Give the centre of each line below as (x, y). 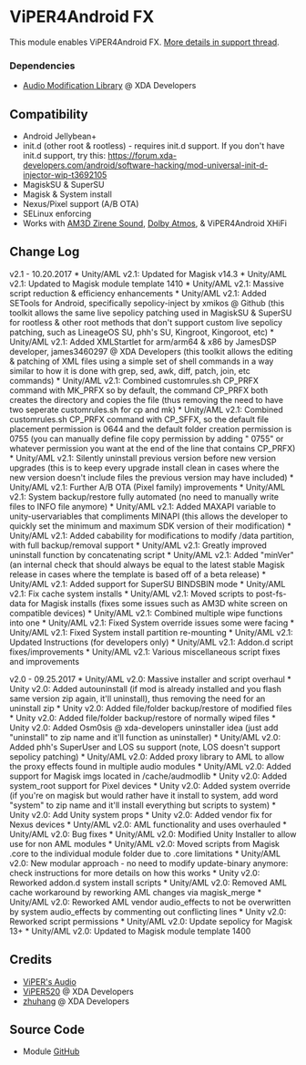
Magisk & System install (67, 194)
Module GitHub (51, 1051)
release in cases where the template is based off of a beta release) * (138, 574)
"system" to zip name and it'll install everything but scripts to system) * (143, 805)
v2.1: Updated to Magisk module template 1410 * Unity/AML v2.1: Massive (147, 284)
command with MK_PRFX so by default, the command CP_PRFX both (139, 390)
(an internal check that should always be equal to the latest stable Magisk (147, 564)
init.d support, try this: (64, 156)
